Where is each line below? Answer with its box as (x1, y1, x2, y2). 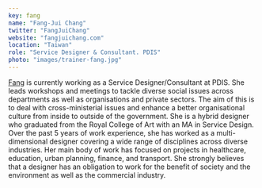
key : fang (8, 11, 41, 20)
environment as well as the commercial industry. (8, 170, 166, 179)
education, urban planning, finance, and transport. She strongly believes (8, 153, 245, 163)
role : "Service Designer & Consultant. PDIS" (8, 48, 161, 56)
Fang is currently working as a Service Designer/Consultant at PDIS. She (8, 77, 245, 87)
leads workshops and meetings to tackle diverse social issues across (8, 86, 234, 95)
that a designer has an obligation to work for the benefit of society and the (8, 162, 251, 171)
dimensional (8, 136, 48, 146)
